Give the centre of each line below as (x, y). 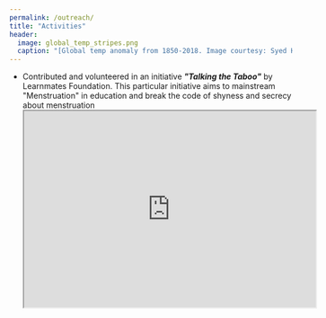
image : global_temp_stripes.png (78, 43)
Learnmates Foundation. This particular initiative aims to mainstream (149, 86)
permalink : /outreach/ (52, 18)
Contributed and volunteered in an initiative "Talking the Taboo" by (147, 76)
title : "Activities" (48, 26)
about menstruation (59, 105)
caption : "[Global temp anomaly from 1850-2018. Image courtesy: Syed (152, 51)
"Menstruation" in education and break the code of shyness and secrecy (157, 96)
